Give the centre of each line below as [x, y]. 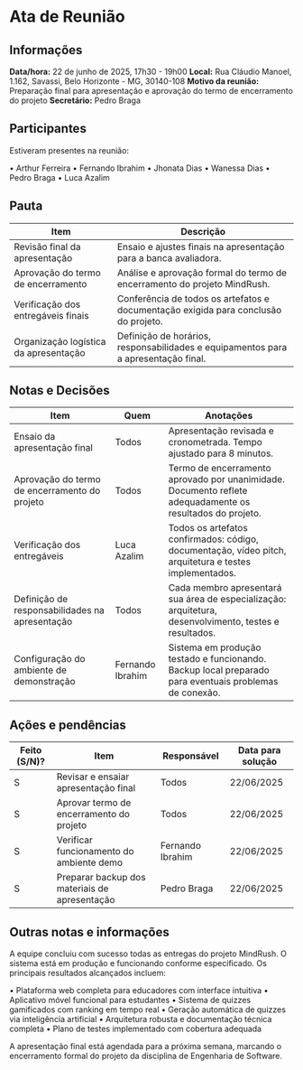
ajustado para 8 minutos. [220, 453]
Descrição [203, 231]
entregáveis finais [51, 315]
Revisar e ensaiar [93, 777]
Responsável [190, 756]
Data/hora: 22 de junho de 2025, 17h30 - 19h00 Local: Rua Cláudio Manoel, [151, 71]
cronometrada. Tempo [216, 442]
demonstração [45, 682]
